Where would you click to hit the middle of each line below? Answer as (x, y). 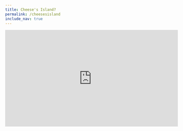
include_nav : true (24, 19)
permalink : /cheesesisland (33, 14)
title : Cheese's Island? (31, 10)
